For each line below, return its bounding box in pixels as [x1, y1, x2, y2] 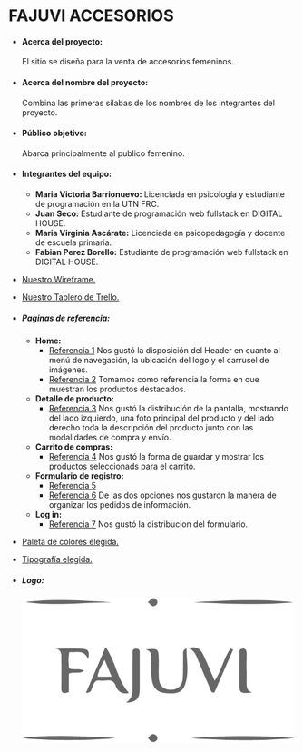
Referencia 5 [48, 480, 97, 490]
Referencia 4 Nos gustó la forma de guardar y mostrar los [48, 450, 265, 461]
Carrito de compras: [34, 441, 113, 452]
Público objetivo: [21, 128, 88, 139]
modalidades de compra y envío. [48, 431, 171, 442]
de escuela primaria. [34, 237, 112, 248]
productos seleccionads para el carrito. [48, 460, 196, 471]
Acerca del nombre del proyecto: [21, 76, 149, 87]
